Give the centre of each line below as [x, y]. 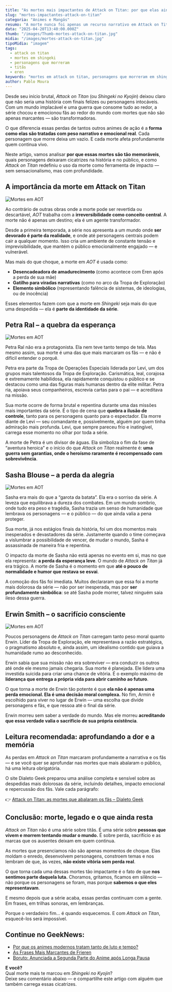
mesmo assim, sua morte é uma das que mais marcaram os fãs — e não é [83, 353]
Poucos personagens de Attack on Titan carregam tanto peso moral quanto [85, 636]
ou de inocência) [30, 294]
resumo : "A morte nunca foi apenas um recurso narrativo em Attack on [82, 24]
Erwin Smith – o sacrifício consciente [66, 614]
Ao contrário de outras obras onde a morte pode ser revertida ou [74, 209]
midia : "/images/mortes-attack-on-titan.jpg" [55, 39]
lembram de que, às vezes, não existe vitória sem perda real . [70, 861]
